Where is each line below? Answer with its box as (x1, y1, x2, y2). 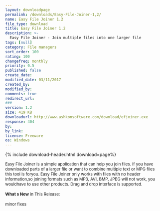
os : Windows (5, 138, 30, 143)
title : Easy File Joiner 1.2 (5, 26, 66, 31)
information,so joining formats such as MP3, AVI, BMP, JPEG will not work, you (5, 176, 156, 182)
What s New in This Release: (5, 191, 60, 197)
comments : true (5, 91, 37, 96)
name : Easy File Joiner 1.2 (5, 17, 64, 22)
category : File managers (5, 45, 57, 50)
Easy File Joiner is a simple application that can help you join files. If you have (5, 161, 154, 167)
